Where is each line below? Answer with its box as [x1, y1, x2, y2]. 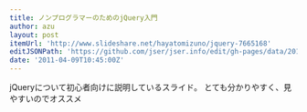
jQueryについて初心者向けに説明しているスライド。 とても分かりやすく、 [9, 82, 284, 92]
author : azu [9, 22, 55, 31]
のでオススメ [33, 93, 82, 104]
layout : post [9, 30, 59, 39]
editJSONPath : [9, 47, 64, 56]
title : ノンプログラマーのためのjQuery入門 [9, 13, 158, 23]
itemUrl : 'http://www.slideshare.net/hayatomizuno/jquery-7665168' [9, 38, 272, 48]
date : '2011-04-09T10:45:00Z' [9, 56, 125, 65]
